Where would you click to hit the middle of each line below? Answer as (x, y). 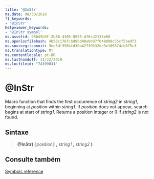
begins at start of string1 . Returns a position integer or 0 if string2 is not (77, 112)
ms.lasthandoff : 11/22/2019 (34, 60)
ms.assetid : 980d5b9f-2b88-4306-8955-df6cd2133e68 (58, 37)
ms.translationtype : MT (29, 50)
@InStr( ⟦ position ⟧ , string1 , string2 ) (55, 144)
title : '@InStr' (22, 10)
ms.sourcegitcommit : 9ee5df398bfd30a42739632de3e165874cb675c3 (71, 46)
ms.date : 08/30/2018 (26, 14)
